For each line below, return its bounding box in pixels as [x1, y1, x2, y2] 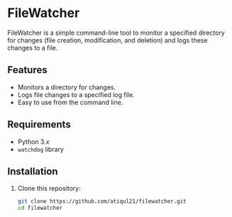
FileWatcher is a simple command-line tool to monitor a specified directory [7, 28, 225, 37]
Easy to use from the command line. [17, 98, 123, 106]
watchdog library [17, 145, 64, 153]
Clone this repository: [17, 184, 81, 193]
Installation [7, 165, 58, 177]
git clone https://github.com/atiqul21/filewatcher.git [17, 198, 187, 205]
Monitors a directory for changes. [17, 83, 116, 91]
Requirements [7, 118, 71, 130]
